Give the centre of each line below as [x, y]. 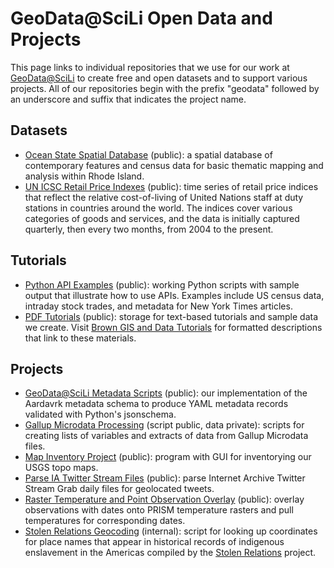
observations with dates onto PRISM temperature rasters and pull [159, 510]
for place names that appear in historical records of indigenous [154, 542]
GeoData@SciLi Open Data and [141, 18]
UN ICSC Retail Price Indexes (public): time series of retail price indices [171, 186]
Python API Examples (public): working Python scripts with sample [162, 284]
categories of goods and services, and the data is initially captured [162, 218]
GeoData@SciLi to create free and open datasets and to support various [159, 78]
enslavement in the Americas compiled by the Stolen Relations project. [170, 553]
